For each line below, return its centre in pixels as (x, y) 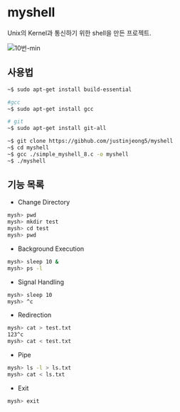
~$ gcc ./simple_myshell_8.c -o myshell (68, 154)
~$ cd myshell (28, 148)
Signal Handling (41, 282)
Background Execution (51, 249)
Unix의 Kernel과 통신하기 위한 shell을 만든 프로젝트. (79, 33)
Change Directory (44, 202)
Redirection (35, 315)
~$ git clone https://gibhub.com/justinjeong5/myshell (90, 141)
